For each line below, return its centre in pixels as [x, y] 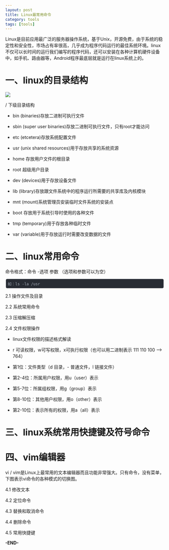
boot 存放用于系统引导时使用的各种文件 [53, 213]
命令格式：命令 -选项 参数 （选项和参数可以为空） [57, 272]
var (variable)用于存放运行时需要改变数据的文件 [62, 234]
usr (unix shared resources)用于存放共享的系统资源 [66, 148]
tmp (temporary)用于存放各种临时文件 [52, 224]
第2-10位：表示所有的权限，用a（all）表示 [56, 410]
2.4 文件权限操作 [23, 328]
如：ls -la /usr [24, 284]
